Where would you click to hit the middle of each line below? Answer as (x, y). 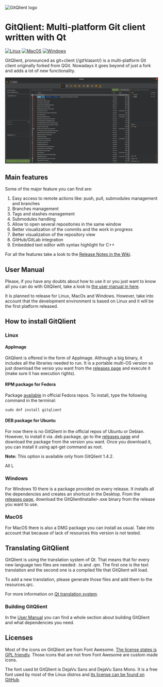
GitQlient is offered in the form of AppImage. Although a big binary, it (74, 358)
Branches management (35, 209)
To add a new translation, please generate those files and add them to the (79, 580)
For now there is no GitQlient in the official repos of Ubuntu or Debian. (75, 431)
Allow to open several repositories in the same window (66, 224)
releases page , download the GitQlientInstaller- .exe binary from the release (80, 499)
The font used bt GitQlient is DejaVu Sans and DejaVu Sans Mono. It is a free (81, 669)
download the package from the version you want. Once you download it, (78, 441)
